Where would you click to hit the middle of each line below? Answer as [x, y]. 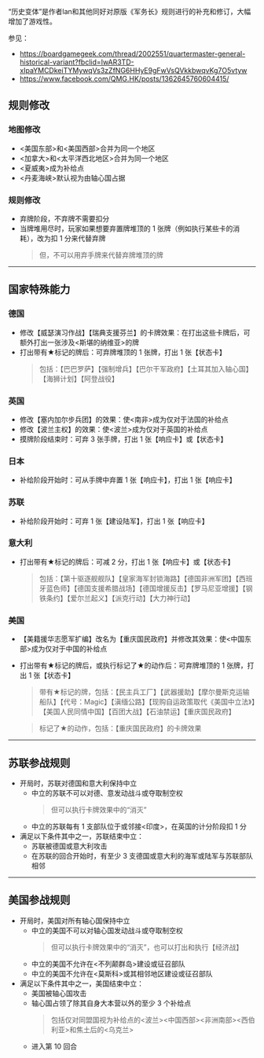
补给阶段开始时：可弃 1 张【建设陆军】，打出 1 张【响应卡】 [114, 521]
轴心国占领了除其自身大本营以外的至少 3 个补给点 [111, 1003]
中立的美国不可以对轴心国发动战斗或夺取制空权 [107, 930]
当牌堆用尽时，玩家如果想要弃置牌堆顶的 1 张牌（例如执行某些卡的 [126, 228]
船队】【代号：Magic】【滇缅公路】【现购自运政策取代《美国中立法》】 [147, 702]
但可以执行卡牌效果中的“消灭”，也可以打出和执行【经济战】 [147, 947]
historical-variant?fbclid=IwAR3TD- [77, 62]
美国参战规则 [39, 901]
